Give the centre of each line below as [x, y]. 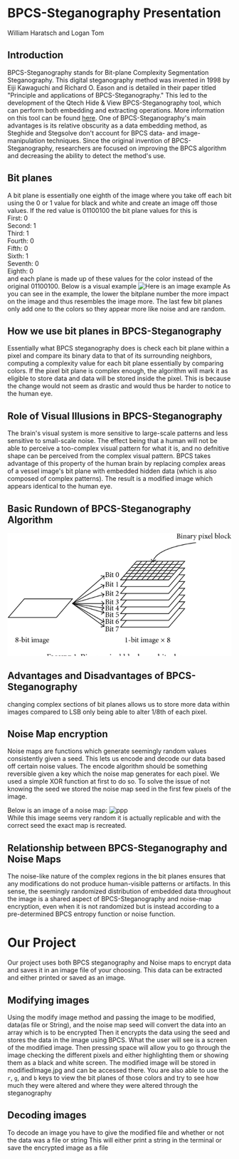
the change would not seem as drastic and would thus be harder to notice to [119, 386]
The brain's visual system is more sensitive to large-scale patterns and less [118, 433]
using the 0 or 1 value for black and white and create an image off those [112, 203]
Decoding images [47, 1115]
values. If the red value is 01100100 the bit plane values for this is [102, 210]
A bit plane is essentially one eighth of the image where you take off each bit [119, 195]
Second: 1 [22, 225]
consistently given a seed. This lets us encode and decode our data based [116, 759]
